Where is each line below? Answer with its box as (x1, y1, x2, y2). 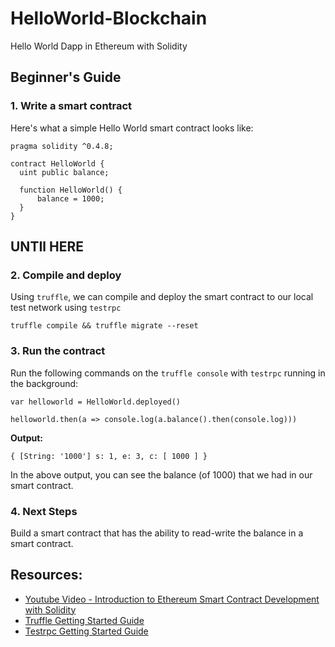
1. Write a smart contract (10, 99, 133, 113)
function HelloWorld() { (19, 185, 123, 195)
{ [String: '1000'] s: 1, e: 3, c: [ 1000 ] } (10, 451, 208, 461)
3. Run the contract (10, 344, 106, 358)
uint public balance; (19, 167, 110, 177)
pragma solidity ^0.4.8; (10, 141, 114, 151)
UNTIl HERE (10, 238, 84, 256)
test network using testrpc (10, 302, 122, 314)
